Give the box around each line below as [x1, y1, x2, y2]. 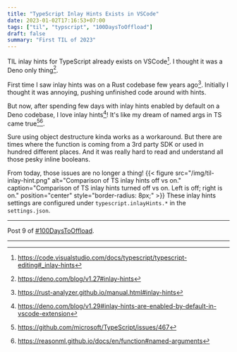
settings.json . [7, 206, 51, 215]
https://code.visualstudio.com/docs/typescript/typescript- [17, 253, 188, 262]
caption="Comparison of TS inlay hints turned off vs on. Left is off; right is [7, 184, 223, 193]
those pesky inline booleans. [7, 155, 90, 164]
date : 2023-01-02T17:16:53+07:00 [7, 17, 106, 24]
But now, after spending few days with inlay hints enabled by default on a [7, 102, 220, 110]
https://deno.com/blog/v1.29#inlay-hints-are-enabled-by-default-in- [17, 302, 217, 310]
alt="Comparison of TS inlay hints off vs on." [51, 176, 182, 185]
